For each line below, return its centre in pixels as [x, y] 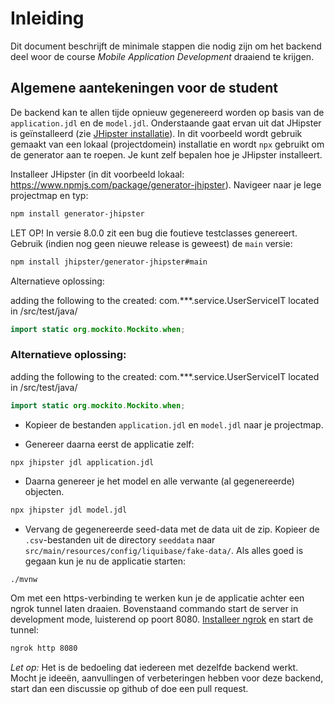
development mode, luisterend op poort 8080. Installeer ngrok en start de [162, 619]
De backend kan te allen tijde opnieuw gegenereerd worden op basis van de [167, 112]
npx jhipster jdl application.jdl [82, 462]
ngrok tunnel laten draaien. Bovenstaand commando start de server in [154, 609]
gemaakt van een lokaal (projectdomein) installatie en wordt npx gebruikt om [167, 144]
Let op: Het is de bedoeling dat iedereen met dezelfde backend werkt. [154, 668]
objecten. [44, 492]
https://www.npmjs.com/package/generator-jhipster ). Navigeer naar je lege [166, 184]
